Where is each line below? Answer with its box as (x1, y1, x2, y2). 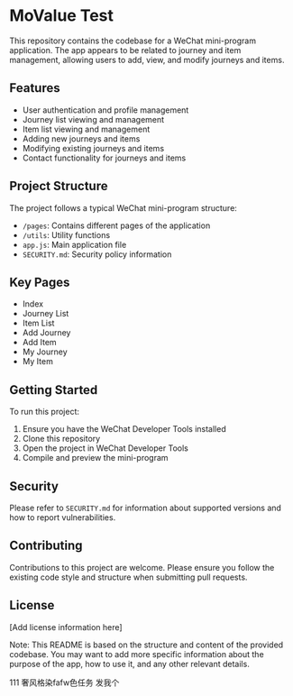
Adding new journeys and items (22, 133, 141, 144)
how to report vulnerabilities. (9, 512, 116, 523)
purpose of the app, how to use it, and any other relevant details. (9, 658, 250, 669)
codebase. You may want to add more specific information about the (9, 648, 264, 659)
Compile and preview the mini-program (22, 453, 169, 463)
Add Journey (22, 327, 71, 338)
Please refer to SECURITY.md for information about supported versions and (9, 502, 282, 513)
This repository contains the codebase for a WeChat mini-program (9, 35, 257, 46)
